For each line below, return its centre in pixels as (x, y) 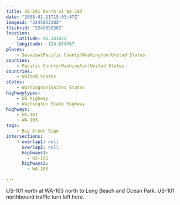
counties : (18, 60)
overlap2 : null (40, 147)
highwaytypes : (23, 93)
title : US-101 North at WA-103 (44, 11)
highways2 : (35, 164)
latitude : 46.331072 (42, 39)
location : (18, 33)
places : (16, 50)
